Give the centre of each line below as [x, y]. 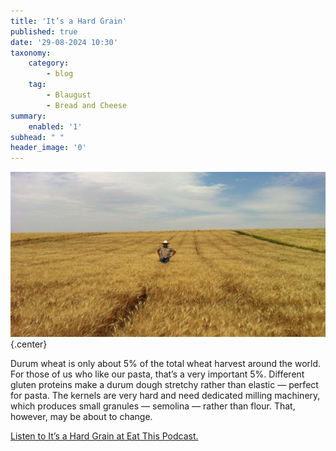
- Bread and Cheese [87, 105]
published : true [44, 31]
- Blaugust [69, 95]
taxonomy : [31, 53]
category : [49, 63]
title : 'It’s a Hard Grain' [69, 21]
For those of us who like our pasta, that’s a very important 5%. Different [157, 374]
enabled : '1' [55, 126]
